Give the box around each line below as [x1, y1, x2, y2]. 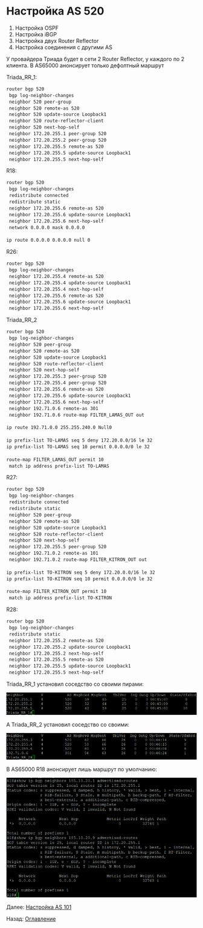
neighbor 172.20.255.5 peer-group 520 [8, 544, 107, 550]
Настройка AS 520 [6, 4, 105, 18]
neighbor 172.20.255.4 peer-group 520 [8, 380, 107, 386]
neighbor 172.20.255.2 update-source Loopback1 [8, 644, 131, 650]
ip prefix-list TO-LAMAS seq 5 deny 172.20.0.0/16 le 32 [6, 437, 153, 443]
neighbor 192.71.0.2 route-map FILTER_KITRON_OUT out [8, 557, 147, 563]
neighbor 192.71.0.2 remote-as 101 [8, 550, 98, 557]
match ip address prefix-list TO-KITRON [8, 595, 112, 601]
